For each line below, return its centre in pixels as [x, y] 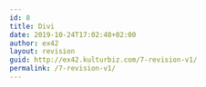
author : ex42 [34, 43]
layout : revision [42, 52]
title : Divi [32, 26]
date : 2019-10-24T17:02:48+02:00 [73, 34]
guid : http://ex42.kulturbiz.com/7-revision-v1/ [103, 60]
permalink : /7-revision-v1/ [63, 69]
